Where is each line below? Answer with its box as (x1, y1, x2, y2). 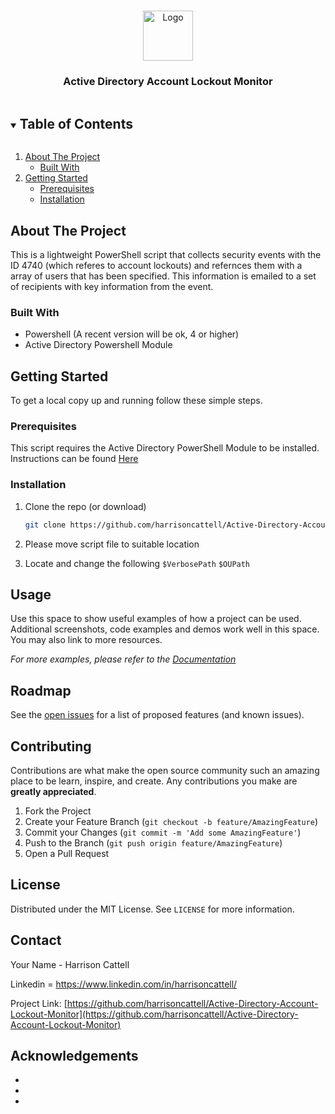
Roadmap (10, 682, 72, 699)
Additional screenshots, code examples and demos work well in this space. (10, 623, 320, 635)
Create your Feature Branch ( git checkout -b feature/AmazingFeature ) (24, 815, 319, 827)
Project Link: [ (10, 997, 68, 1009)
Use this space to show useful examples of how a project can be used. (10, 613, 302, 625)
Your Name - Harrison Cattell (10, 958, 130, 970)
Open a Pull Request (24, 847, 110, 859)
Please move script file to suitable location (24, 538, 200, 550)
